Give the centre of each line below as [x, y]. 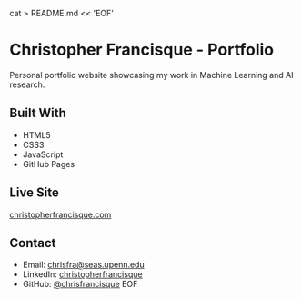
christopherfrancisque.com [60, 214]
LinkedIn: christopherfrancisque [82, 274]
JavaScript [43, 154]
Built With [38, 113]
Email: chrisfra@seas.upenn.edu [83, 265]
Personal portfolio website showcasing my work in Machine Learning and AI [151, 74]
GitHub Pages [49, 164]
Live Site [34, 193]
